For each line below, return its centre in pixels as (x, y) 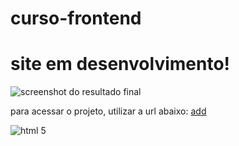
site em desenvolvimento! (120, 64)
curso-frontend (76, 18)
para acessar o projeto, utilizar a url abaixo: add (108, 111)
